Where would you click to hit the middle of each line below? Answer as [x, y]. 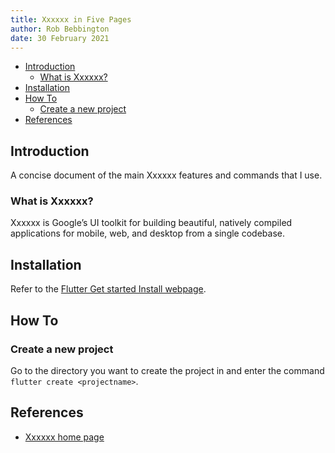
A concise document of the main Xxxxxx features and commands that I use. [166, 175]
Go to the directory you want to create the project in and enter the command [167, 370]
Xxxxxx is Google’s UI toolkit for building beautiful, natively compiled [151, 223]
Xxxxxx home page [64, 437]
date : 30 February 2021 [60, 38]
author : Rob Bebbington [60, 29]
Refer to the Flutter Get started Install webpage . [108, 289]
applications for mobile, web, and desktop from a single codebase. [147, 233]
